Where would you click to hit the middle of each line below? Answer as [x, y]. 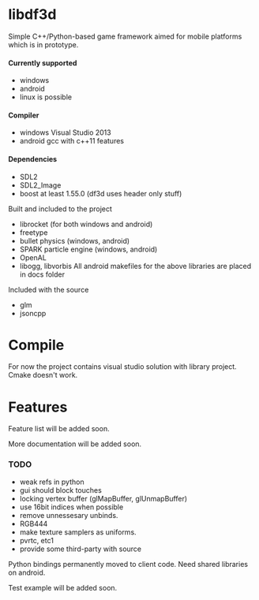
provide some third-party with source [81, 549]
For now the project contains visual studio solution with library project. [122, 367]
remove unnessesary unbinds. [69, 515]
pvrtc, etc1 [36, 540]
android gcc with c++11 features [72, 141]
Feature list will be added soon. [59, 429]
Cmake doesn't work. [43, 375]
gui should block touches [61, 490]
